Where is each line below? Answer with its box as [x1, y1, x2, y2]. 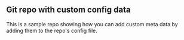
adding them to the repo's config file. [6, 27, 97, 34]
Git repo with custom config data [6, 5, 131, 15]
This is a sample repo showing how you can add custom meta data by [6, 20, 178, 27]
